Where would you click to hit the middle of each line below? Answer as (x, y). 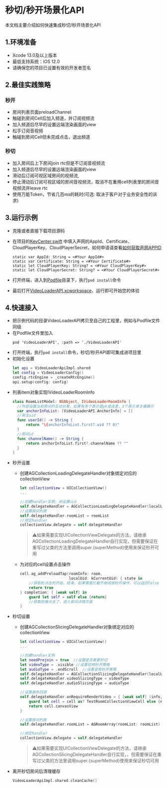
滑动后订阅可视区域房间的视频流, (46, 176)
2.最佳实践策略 (28, 85)
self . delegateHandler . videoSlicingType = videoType (74, 679)
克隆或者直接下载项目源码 (39, 230)
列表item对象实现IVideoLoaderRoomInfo (53, 392)
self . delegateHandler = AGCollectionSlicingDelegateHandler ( (84, 674)
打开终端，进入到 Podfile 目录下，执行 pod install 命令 (67, 280)
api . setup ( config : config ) (40, 382)
